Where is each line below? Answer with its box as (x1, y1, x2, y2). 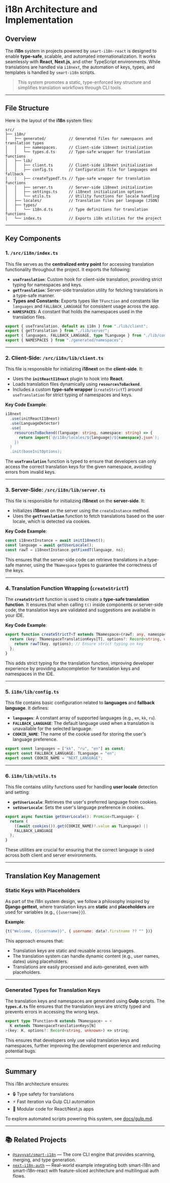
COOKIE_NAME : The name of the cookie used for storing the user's (12, 731, 147, 737)
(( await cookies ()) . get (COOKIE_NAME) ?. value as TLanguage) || (14, 824, 148, 829)
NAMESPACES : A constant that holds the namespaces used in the (12, 308, 143, 314)
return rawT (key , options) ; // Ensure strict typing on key (14, 641, 144, 646)
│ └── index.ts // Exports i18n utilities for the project (5, 216, 162, 221)
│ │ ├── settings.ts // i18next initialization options (5, 189, 144, 194)
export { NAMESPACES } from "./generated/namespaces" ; (5, 338, 123, 343)
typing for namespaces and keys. (12, 281, 82, 288)
